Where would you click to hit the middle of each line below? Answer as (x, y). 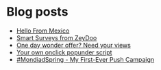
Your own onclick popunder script (64, 52)
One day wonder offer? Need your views (73, 45)
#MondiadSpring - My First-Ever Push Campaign (85, 59)
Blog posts (37, 12)
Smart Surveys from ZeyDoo (57, 37)
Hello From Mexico (43, 31)
